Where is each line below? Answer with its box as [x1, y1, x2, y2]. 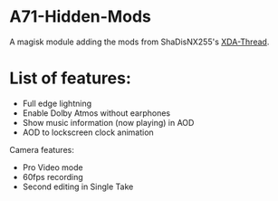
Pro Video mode [22, 161, 83, 173]
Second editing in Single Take [22, 181, 134, 192]
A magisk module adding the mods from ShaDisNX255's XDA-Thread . [9, 36, 270, 47]
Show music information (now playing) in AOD [22, 117, 195, 128]
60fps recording [22, 171, 83, 182]
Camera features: [9, 144, 74, 155]
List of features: [9, 68, 131, 89]
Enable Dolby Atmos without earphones [22, 107, 170, 119]
